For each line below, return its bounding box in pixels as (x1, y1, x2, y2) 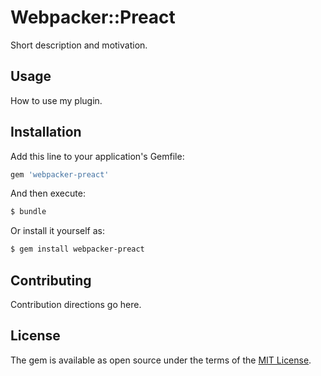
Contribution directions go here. (10, 299, 142, 310)
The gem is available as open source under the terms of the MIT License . (10, 354, 312, 366)
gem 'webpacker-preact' (10, 169, 110, 180)
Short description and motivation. (10, 39, 148, 51)
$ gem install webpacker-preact (10, 244, 145, 255)
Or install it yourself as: (10, 225, 105, 237)
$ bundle (10, 207, 47, 217)
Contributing (10, 272, 92, 289)
